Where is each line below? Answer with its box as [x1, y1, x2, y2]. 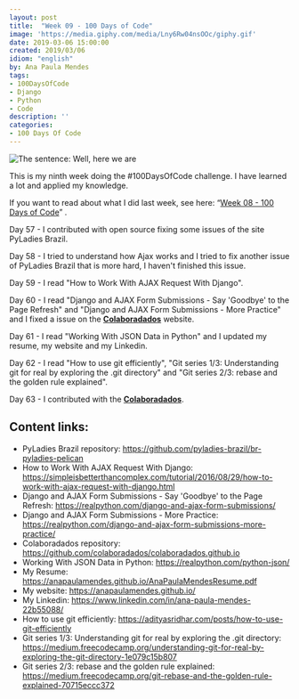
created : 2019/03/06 [9, 46, 86, 55]
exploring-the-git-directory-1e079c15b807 [21, 651, 178, 662]
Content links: [9, 419, 89, 435]
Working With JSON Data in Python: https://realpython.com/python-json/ [21, 557, 290, 567]
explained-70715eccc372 [21, 679, 116, 690]
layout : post [9, 12, 58, 22]
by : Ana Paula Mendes [9, 63, 90, 72]
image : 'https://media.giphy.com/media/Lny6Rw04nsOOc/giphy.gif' [9, 29, 256, 38]
